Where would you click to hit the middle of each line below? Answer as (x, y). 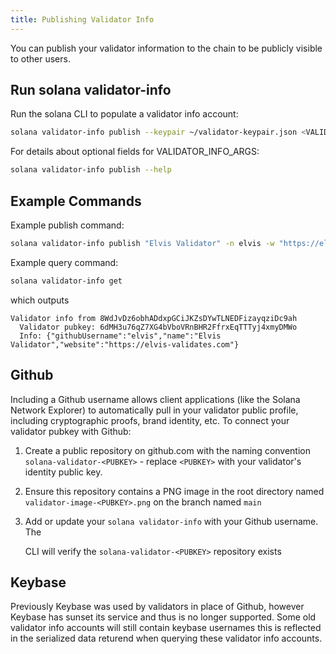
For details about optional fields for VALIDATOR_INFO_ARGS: (135, 152)
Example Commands (76, 201)
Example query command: (64, 262)
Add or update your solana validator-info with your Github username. (171, 521)
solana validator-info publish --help (91, 170)
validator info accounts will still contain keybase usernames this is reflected (166, 628)
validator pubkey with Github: (71, 431)
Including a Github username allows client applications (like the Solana (155, 399)
